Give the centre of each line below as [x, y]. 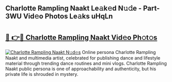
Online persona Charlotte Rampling [119, 52]
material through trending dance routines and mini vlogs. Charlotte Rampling [86, 63]
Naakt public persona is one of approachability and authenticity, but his [81, 69]
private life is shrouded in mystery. [42, 74]
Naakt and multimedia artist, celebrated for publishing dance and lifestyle [83, 58]
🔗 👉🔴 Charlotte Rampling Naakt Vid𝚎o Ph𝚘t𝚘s [81, 37]
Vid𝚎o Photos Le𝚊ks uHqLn [68, 17]
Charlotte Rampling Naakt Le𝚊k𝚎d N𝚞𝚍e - [74, 8]
